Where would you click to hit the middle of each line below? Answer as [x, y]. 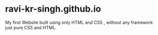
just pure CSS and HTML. [31, 27]
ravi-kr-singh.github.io [53, 9]
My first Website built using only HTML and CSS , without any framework [79, 22]
